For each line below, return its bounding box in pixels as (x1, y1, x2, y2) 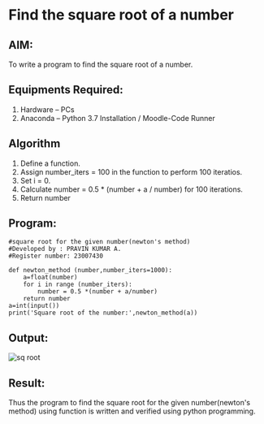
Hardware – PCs (19, 104, 75, 115)
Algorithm (8, 136, 61, 151)
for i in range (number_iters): (23, 280, 132, 289)
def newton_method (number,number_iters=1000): (8, 266, 173, 275)
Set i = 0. (19, 175, 51, 185)
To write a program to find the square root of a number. (8, 59, 193, 69)
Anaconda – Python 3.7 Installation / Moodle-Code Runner (19, 113, 215, 123)
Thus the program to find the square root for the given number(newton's (8, 398, 251, 408)
